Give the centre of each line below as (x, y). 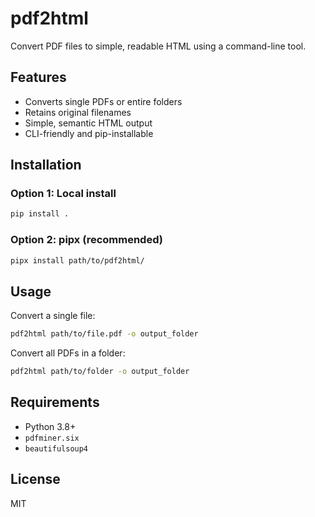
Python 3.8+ (50, 426)
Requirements (55, 402)
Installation (46, 165)
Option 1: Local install (63, 194)
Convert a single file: (53, 316)
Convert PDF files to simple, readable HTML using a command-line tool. (158, 46)
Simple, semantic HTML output (88, 123)
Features (38, 77)
